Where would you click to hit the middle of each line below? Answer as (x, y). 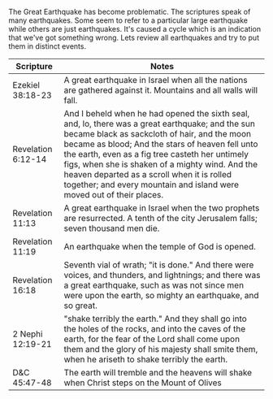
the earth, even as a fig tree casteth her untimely (156, 154)
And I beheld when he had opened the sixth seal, (157, 113)
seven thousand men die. (112, 228)
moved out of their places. (114, 195)
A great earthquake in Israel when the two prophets (162, 208)
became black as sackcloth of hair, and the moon (158, 134)
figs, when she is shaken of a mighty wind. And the (161, 164)
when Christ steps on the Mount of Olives (143, 383)
